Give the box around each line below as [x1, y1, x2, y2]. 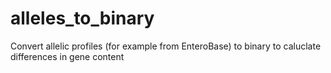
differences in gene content [10, 50, 125, 62]
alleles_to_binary [10, 7, 155, 30]
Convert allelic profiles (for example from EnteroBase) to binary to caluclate [10, 40, 322, 52]
